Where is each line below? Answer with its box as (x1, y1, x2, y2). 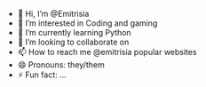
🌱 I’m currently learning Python (17, 28, 131, 37)
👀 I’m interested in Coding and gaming (17, 18, 158, 28)
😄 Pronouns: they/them (17, 59, 105, 70)
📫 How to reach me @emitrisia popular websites (17, 47, 197, 57)
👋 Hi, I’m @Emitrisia (17, 9, 90, 19)
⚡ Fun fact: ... (17, 69, 67, 80)
